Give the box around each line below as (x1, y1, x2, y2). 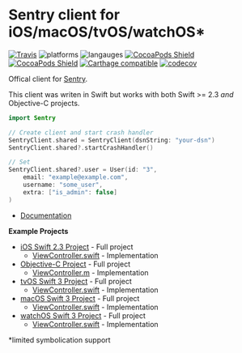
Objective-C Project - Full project (19, 259, 131, 269)
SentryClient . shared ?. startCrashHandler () (8, 143, 154, 151)
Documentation (19, 211, 72, 220)
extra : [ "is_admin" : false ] (23, 188, 117, 196)
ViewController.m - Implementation (32, 267, 149, 277)
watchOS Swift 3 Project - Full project (19, 310, 146, 321)
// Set (8, 158, 31, 167)
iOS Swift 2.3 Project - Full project (19, 241, 134, 252)
